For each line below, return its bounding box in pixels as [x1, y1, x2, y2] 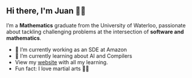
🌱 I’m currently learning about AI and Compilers [14, 52, 133, 60]
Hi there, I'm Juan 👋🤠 [6, 6, 86, 16]
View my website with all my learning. [14, 58, 108, 65]
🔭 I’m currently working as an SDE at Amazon [14, 46, 127, 53]
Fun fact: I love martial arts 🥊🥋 [14, 65, 89, 72]
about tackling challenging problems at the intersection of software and [6, 28, 184, 35]
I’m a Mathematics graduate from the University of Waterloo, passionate [6, 21, 186, 29]
